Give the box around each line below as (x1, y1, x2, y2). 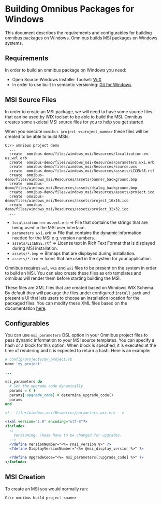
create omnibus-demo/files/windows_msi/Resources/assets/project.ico (9, 189, 155, 195)
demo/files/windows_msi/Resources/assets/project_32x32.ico (5, 206, 129, 212)
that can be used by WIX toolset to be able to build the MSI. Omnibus (5, 114, 143, 119)
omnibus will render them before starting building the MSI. (5, 275, 121, 281)
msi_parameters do (5, 379, 42, 384)
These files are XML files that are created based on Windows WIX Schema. (5, 285, 155, 290)
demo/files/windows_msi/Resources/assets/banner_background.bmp (5, 177, 137, 182)
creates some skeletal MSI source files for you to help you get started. (5, 119, 145, 125)
